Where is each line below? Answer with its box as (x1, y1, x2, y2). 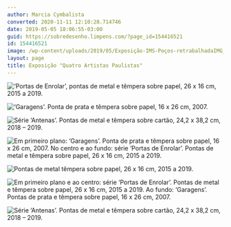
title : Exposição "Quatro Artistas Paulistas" (7, 62, 143, 69)
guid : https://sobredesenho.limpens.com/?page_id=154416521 (7, 33, 184, 40)
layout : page (7, 55, 45, 62)
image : (7, 48, 26, 55)
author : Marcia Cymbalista (7, 11, 85, 18)
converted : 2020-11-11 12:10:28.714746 (7, 18, 122, 26)
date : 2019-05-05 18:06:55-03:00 (7, 26, 103, 32)
